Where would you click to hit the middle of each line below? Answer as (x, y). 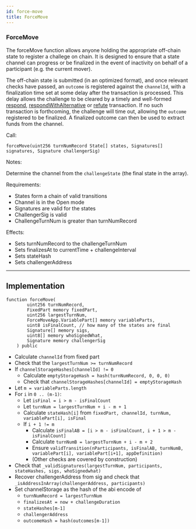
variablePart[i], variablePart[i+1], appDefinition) (97, 453)
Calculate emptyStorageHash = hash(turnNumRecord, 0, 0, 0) (97, 375)
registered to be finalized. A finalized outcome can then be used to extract (95, 117)
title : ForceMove (27, 17)
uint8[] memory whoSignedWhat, (65, 335)
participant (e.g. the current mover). (49, 69)
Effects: (15, 232)
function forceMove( (31, 299)
